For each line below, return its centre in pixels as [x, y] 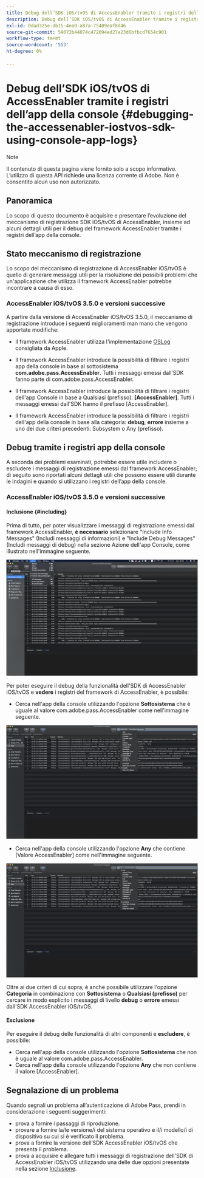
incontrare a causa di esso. [40, 288]
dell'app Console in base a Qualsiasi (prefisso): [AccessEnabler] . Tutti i [104, 397]
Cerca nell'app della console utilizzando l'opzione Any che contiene [100, 849]
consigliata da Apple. [41, 348]
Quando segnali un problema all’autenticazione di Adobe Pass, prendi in [96, 1105]
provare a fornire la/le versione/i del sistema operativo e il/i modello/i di [104, 1129]
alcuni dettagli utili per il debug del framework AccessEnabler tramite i [94, 228]
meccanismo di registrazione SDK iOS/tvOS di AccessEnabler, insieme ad [98, 222]
